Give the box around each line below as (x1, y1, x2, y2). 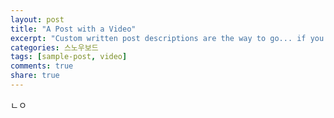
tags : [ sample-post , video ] (10, 52, 128, 62)
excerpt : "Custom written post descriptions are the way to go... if (10, 33, 307, 43)
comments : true (10, 61, 74, 71)
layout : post (10, 14, 65, 25)
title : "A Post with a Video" (10, 24, 137, 34)
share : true (10, 71, 60, 81)
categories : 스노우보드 (10, 42, 99, 53)
